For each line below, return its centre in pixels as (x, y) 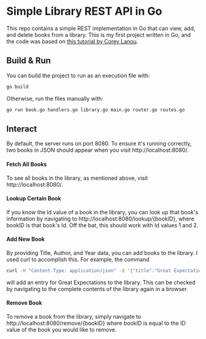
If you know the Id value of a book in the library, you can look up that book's (102, 212)
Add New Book (25, 239)
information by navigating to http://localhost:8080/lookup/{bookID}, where (100, 219)
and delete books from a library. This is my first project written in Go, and (99, 34)
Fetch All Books (27, 164)
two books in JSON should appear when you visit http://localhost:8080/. (97, 150)
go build (17, 87)
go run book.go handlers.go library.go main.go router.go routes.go (96, 110)
